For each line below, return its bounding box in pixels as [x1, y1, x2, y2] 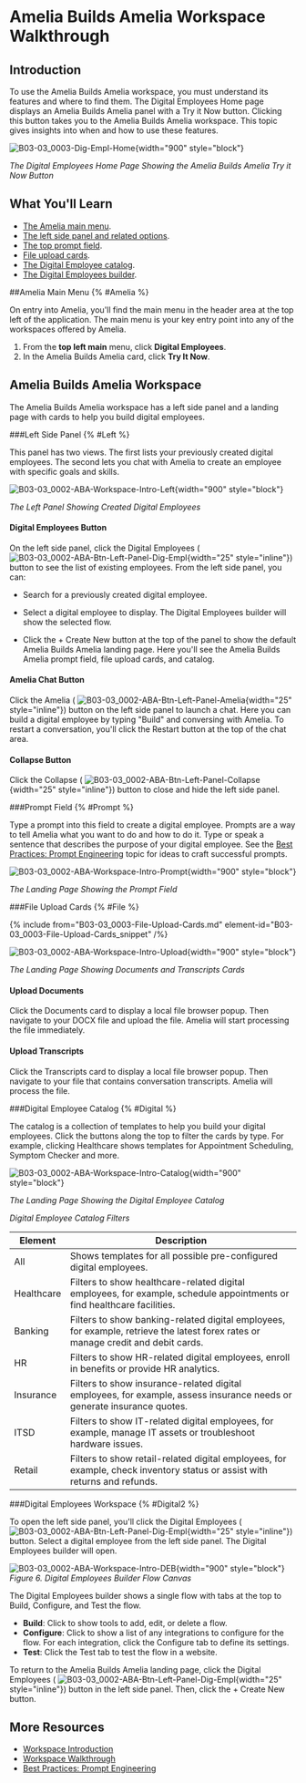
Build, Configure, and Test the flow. [9, 1600, 142, 1611]
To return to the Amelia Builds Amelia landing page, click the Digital [9, 1664, 261, 1675]
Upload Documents [9, 984, 85, 995]
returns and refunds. [69, 1475, 158, 1488]
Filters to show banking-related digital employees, [69, 1313, 286, 1325]
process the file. [9, 1085, 70, 1096]
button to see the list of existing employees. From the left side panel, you [9, 562, 282, 572]
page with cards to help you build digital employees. [9, 411, 205, 422]
